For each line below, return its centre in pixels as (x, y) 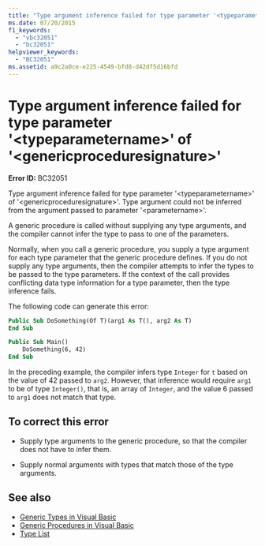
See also (30, 498)
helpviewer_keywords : (44, 52)
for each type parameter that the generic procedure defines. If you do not (128, 257)
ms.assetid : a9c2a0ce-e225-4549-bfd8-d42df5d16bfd (93, 67)
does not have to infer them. (65, 449)
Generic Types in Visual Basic (68, 517)
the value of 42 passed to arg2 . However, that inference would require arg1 (130, 380)
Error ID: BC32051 (38, 178)
